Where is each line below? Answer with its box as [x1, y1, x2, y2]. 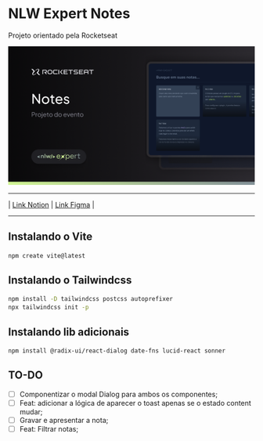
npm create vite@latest [8, 251, 86, 259]
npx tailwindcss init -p [8, 303, 89, 312]
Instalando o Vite [8, 230, 92, 244]
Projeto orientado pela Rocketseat [8, 31, 117, 40]
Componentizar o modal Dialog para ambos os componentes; [19, 389, 218, 399]
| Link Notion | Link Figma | [8, 200, 95, 209]
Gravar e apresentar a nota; [19, 415, 109, 425]
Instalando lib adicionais [8, 325, 130, 338]
